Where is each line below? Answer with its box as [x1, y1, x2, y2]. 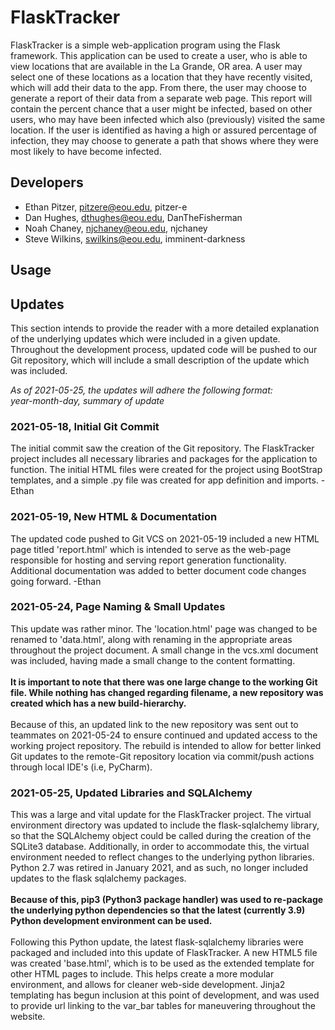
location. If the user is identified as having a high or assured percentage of [10, 124, 318, 136]
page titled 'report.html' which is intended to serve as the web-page [10, 543, 292, 555]
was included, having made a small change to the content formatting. [10, 654, 296, 666]
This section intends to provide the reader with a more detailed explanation [10, 322, 320, 334]
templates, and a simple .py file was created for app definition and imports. [10, 474, 319, 486]
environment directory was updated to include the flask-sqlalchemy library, [10, 819, 320, 831]
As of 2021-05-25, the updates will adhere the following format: [10, 384, 273, 396]
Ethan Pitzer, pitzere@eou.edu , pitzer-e [24, 201, 188, 213]
